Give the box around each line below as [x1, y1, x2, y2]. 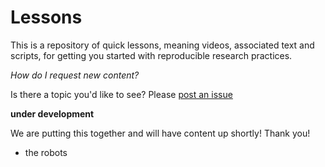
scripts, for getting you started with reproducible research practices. [10, 49, 293, 61]
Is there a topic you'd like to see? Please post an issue [10, 88, 233, 100]
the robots [24, 146, 68, 158]
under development [10, 107, 95, 120]
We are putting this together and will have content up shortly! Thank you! [10, 127, 311, 139]
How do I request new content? [10, 69, 140, 81]
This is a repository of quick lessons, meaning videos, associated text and [10, 39, 315, 51]
